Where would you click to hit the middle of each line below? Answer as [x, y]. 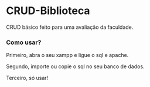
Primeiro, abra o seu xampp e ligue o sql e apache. [67, 55]
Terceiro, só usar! [27, 78]
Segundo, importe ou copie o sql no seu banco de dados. [75, 66]
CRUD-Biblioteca [48, 11]
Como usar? [24, 42]
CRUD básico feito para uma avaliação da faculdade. [70, 27]
